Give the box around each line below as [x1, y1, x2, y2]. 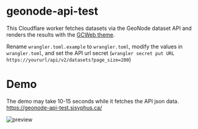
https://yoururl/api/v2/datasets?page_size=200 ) [6, 56, 132, 63]
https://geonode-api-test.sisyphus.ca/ [6, 104, 102, 111]
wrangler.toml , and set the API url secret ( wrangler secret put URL [6, 49, 175, 56]
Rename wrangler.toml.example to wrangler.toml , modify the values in [6, 43, 183, 50]
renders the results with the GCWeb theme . [6, 31, 115, 38]
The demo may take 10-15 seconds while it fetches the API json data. [6, 97, 179, 105]
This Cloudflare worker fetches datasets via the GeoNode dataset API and [6, 24, 192, 32]
